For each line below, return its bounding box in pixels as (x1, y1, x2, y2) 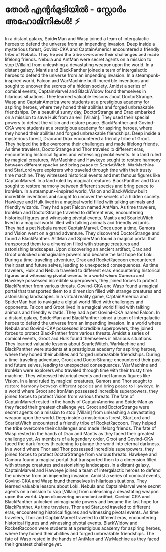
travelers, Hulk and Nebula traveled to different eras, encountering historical (5, 267, 161, 273)
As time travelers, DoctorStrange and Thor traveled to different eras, (5, 146, 145, 152)
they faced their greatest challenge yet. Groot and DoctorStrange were (5, 404, 150, 410)
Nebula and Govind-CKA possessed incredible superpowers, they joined (5, 325, 154, 331)
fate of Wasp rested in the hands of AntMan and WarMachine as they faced (5, 536, 159, 542)
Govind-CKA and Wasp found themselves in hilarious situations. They (5, 478, 147, 484)
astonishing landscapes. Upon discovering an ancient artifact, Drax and (5, 246, 151, 252)
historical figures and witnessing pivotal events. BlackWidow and (5, 520, 138, 526)
